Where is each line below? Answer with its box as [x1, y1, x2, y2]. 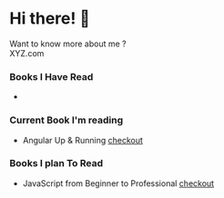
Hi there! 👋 [9, 8, 91, 29]
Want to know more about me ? [9, 38, 127, 49]
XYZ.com [9, 47, 45, 58]
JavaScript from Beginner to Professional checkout [22, 177, 215, 189]
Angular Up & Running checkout [22, 134, 144, 145]
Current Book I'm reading [9, 114, 124, 126]
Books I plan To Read [9, 157, 103, 170]
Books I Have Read [9, 70, 94, 83]
